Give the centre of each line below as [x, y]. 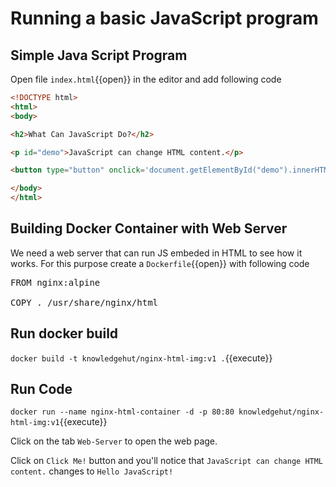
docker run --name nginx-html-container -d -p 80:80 [122, 412]
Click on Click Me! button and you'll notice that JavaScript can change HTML [167, 461]
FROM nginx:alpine [55, 282]
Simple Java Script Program [99, 55]
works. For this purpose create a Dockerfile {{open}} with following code [160, 263]
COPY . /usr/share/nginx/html [84, 302]
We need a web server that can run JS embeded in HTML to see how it [156, 253]
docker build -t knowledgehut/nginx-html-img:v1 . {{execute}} [141, 358]
